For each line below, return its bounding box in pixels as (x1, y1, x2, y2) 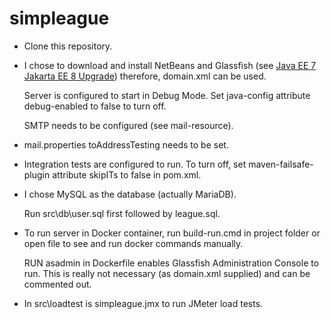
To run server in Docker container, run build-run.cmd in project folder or (23, 227, 321, 239)
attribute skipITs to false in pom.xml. (52, 168, 202, 181)
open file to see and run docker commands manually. (23, 237, 244, 249)
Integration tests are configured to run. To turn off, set (23, 158, 247, 170)
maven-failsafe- (248, 158, 314, 170)
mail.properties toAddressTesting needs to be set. (23, 138, 229, 151)
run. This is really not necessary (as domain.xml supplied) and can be (23, 267, 311, 279)
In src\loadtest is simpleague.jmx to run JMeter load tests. (23, 297, 264, 309)
